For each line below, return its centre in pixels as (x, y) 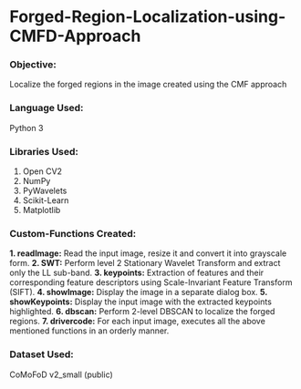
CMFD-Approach (75, 36)
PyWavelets (45, 191)
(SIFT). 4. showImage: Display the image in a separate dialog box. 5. (138, 292)
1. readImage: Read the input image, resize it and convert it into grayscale (148, 253)
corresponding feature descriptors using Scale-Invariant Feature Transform (151, 282)
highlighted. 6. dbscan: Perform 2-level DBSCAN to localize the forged (142, 312)
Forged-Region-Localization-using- (148, 17)
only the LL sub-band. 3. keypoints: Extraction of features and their (137, 273)
